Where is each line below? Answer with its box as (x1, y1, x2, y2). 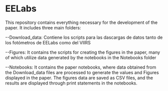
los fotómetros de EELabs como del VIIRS (5, 39, 91, 45)
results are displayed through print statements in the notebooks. (5, 80, 138, 86)
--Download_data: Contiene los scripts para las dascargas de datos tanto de (5, 34, 163, 40)
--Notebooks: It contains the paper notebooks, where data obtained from (5, 64, 156, 70)
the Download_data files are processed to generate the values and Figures (5, 69, 159, 75)
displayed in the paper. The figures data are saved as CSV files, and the (5, 75, 153, 81)
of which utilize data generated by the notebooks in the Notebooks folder (5, 54, 156, 60)
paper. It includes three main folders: (5, 24, 81, 30)
